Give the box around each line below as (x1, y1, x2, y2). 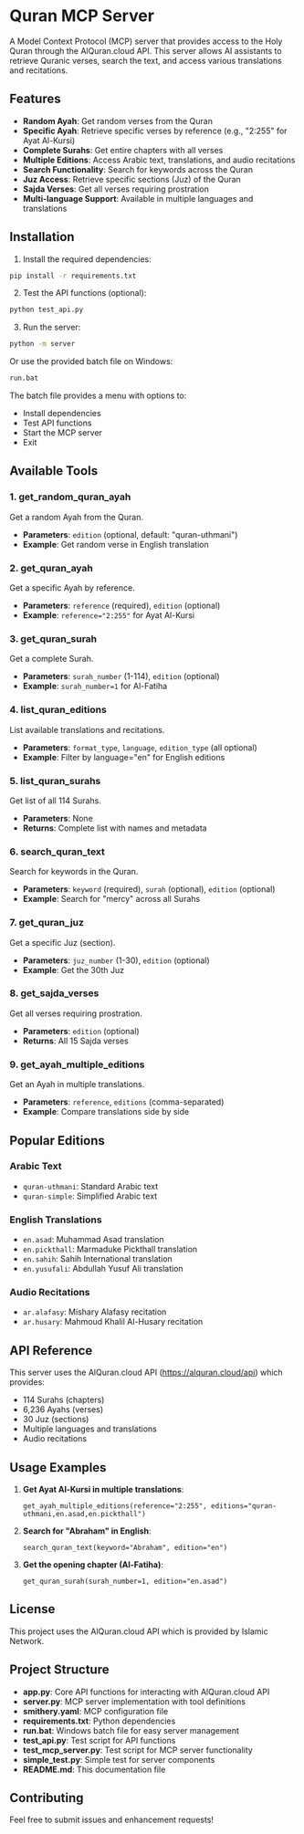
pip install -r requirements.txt (9, 271, 137, 280)
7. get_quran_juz (9, 917, 85, 929)
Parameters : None (22, 812, 93, 823)
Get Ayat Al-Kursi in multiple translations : (22, 1484, 184, 1495)
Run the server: (22, 321, 81, 333)
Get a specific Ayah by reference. (9, 582, 135, 593)
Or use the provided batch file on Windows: (9, 356, 173, 367)
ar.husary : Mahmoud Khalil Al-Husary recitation (22, 1316, 204, 1327)
